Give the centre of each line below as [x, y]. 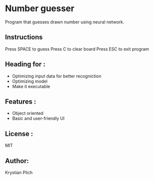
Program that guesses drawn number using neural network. [65, 22]
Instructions [24, 37]
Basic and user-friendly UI [38, 118]
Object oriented [28, 113]
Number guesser [40, 9]
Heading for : [25, 64]
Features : [21, 101]
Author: [17, 161]
